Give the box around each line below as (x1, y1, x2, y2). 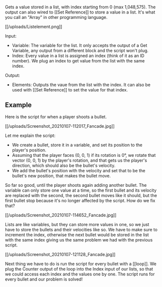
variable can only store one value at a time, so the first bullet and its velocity (5, 187, 157, 193)
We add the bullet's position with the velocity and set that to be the (12, 167, 146, 173)
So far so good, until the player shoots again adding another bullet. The (5, 182, 147, 188)
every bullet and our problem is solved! (5, 276, 83, 282)
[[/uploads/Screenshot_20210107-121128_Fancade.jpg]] (5, 251, 116, 257)
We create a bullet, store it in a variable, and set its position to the (12, 142, 143, 148)
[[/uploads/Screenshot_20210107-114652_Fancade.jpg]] (5, 212, 117, 218)
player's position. (12, 147, 47, 153)
